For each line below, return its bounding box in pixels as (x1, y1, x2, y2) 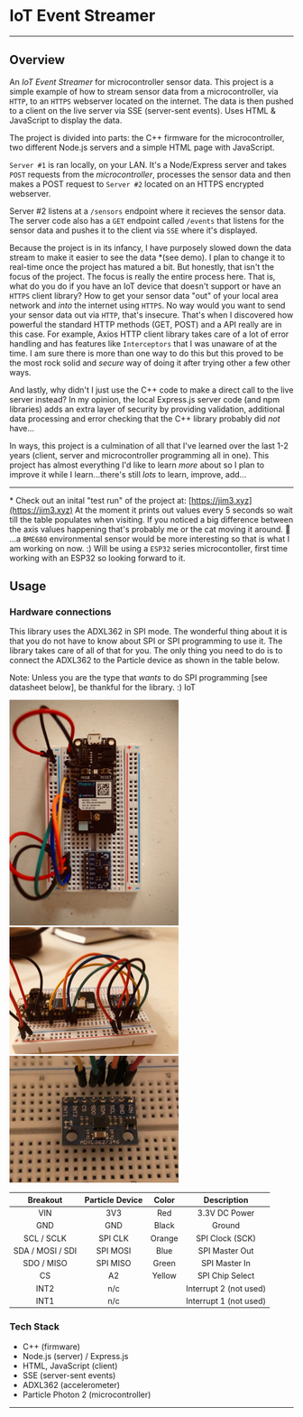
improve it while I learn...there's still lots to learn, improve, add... (9, 468, 247, 479)
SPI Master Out (197, 1245, 254, 1255)
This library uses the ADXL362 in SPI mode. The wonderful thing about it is (9, 626, 288, 637)
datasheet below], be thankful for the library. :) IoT (9, 682, 197, 693)
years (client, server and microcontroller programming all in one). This (9, 449, 270, 460)
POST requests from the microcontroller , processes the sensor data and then (9, 169, 291, 180)
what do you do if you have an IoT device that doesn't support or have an (9, 281, 281, 292)
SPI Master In (201, 1258, 251, 1269)
